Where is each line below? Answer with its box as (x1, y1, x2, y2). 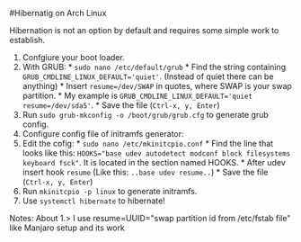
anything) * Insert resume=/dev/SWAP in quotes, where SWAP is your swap (22, 81, 292, 91)
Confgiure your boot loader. (22, 52, 126, 62)
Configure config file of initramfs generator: (22, 129, 184, 139)
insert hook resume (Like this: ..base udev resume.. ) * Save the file (22, 166, 269, 177)
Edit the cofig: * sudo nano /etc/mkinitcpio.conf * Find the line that (22, 139, 274, 148)
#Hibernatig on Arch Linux (9, 8, 107, 18)
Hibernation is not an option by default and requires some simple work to (9, 25, 279, 35)
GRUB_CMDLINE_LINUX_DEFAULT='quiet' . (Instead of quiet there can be (22, 71, 274, 82)
